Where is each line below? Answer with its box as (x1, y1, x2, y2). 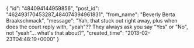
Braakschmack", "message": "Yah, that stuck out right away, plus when (6, 17, 178, 24)
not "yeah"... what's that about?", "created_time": (6, 29, 124, 36)
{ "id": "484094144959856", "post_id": (6, 5, 99, 12)
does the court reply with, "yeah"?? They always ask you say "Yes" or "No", (6, 23, 188, 30)
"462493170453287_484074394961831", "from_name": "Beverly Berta (6, 11, 175, 18)
